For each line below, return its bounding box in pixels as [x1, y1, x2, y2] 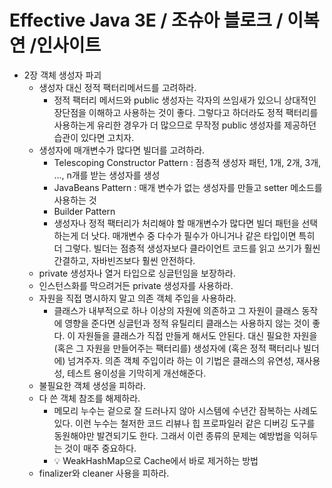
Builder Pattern [53, 205, 116, 217]
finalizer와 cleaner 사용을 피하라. [38, 467, 170, 479]
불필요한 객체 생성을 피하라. [38, 379, 146, 391]
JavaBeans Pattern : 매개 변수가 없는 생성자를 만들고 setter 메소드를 [53, 181, 323, 193]
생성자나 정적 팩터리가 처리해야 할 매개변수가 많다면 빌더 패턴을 [53, 217, 300, 229]
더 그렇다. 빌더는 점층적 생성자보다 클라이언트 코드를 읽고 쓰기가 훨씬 [53, 242, 321, 254]
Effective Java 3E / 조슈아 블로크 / [9, 9, 284, 32]
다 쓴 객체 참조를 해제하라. [38, 392, 141, 404]
